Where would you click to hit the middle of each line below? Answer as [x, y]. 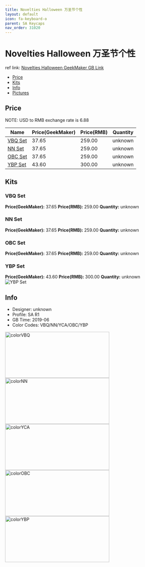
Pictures [21, 93]
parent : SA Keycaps [25, 23]
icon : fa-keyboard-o [26, 19]
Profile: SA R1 [26, 314]
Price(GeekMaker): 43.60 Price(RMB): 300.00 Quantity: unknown [73, 277]
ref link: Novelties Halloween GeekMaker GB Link [54, 68]
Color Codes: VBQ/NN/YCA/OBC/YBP [50, 325]
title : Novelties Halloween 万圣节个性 [44, 10]
